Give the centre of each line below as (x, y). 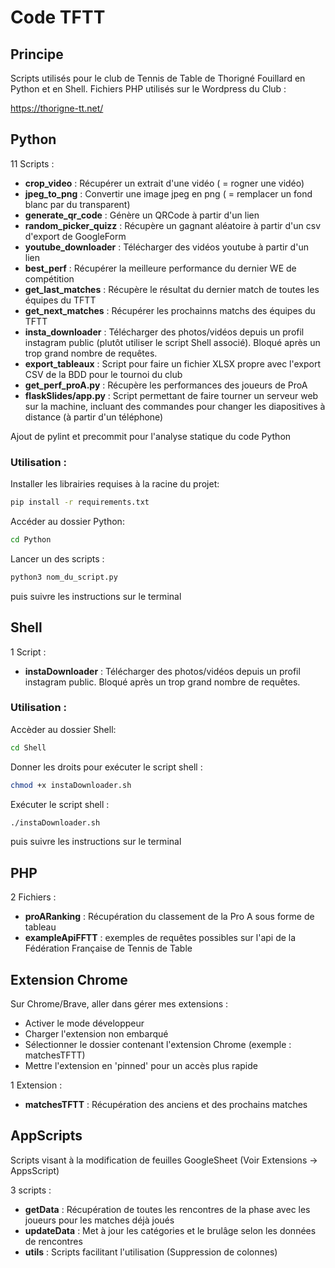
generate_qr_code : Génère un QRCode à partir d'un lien (142, 215)
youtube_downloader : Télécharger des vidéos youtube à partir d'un (166, 247)
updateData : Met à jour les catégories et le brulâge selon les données (170, 1230)
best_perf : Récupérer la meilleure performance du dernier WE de (160, 268)
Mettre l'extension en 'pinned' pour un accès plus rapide (141, 1066)
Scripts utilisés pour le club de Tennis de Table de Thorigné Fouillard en (158, 78)
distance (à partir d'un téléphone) (94, 417)
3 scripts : (31, 1190)
